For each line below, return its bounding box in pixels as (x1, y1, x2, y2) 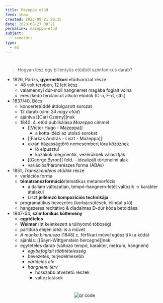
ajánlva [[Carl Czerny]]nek (20, 114, 75, 120)
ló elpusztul (35, 146, 59, 152)
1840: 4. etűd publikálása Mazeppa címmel (20, 119, 110, 125)
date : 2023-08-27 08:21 (5, 21, 55, 27)
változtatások (35, 274, 63, 280)
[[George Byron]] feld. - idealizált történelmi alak (27, 157, 128, 163)
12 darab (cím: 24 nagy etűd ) (20, 108, 80, 114)
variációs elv (27, 258, 54, 265)
